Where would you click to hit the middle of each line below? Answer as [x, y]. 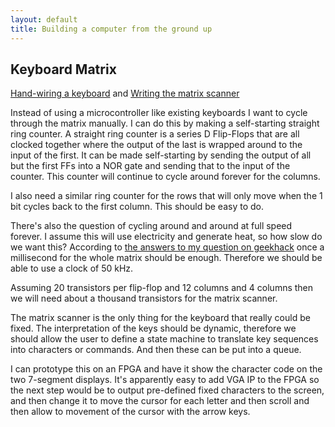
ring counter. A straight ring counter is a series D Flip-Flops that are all [155, 134]
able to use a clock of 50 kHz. [72, 268]
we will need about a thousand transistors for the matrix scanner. [144, 298]
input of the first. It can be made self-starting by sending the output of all [161, 155]
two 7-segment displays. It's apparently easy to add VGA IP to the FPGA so [165, 380]
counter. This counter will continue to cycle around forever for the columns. [165, 177]
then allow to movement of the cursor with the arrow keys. [130, 412]
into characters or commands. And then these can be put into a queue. [156, 350]
